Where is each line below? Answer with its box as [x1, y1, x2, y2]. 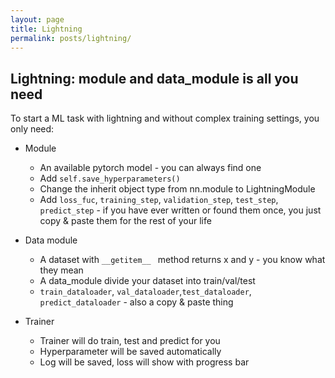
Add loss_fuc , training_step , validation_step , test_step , [39, 194, 279, 206]
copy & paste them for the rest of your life [39, 215, 212, 227]
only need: [10, 123, 55, 135]
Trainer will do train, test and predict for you [39, 335, 221, 347]
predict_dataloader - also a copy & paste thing [39, 296, 234, 308]
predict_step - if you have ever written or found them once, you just [39, 204, 322, 216]
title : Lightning [10, 24, 83, 34]
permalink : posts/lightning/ [10, 33, 132, 43]
